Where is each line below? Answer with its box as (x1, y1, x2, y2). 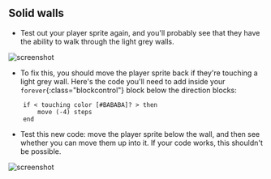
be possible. (19, 146, 62, 156)
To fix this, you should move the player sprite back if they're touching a (19, 68, 258, 78)
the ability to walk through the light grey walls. (19, 36, 174, 46)
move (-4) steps (37, 108, 92, 116)
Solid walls (8, 6, 65, 20)
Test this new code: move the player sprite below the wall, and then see (19, 129, 260, 139)
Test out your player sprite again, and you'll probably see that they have (19, 28, 260, 37)
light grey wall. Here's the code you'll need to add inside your (19, 76, 226, 86)
